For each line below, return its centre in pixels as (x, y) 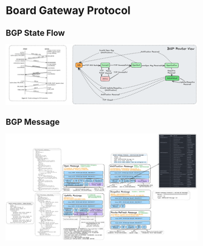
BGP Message (33, 122)
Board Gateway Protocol (68, 11)
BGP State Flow (35, 33)
